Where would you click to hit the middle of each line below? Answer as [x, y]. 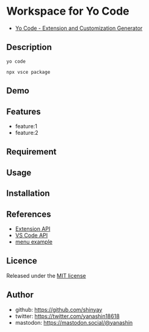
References [29, 214]
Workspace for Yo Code [68, 11]
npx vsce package [28, 72]
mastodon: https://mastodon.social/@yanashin [74, 322]
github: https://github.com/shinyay [59, 309]
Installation [28, 193]
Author [20, 295]
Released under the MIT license [46, 275]
